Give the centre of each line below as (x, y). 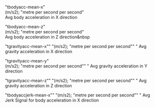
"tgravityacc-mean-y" (27, 61)
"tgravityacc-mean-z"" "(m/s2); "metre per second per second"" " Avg (76, 80)
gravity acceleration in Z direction (39, 86)
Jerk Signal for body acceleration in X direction (52, 100)
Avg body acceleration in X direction (41, 17)
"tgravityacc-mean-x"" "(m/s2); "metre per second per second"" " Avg (76, 46)
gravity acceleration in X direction (39, 51)
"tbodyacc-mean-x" (25, 7)
